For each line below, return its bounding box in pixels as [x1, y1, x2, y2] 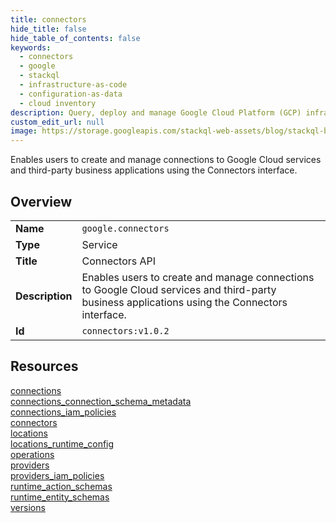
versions [10, 501, 46, 513]
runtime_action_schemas [10, 480, 113, 492]
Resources [10, 358, 79, 375]
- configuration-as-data [19, 89, 123, 99]
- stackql [19, 71, 60, 81]
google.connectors [81, 222, 170, 234]
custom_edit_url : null [10, 117, 105, 127]
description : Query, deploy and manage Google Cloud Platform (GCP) [10, 107, 302, 118]
